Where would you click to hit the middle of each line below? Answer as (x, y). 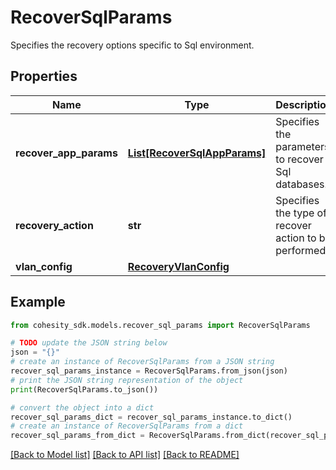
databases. (301, 184)
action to (296, 238)
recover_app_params (66, 153)
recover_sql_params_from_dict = (77, 436)
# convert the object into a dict (82, 407)
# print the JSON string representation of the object (127, 380)
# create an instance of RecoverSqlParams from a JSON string (142, 362)
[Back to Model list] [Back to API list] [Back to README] (125, 455)
